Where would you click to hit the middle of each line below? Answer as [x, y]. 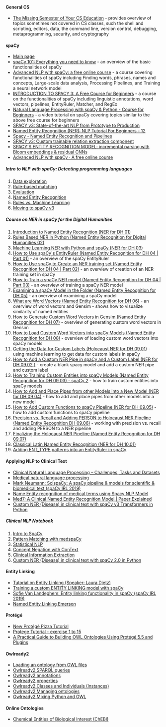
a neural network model [37, 88]
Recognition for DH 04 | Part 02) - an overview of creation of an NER [83, 269]
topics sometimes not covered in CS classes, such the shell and [78, 23]
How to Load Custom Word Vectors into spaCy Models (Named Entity [84, 333]
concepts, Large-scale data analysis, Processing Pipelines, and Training [86, 83]
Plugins [21, 642]
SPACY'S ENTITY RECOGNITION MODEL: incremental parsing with [81, 147]
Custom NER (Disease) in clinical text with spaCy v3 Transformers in [83, 504]
